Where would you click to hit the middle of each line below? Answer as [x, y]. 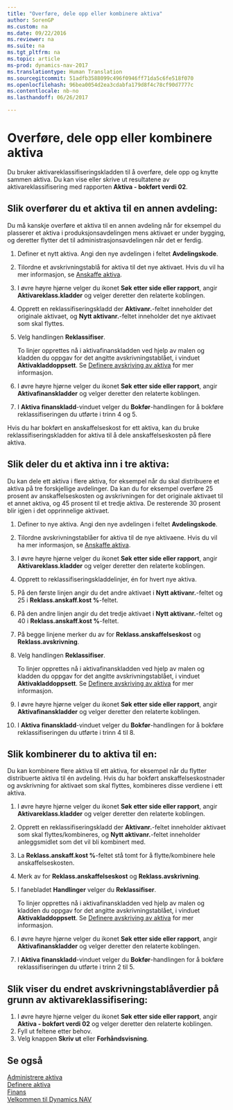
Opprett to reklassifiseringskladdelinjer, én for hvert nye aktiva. [107, 579]
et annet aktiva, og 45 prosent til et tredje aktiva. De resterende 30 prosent [114, 503]
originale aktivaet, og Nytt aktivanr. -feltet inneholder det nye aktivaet [116, 316]
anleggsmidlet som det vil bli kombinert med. [81, 842]
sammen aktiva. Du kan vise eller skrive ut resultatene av [88, 179]
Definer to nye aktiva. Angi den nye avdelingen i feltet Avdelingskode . [117, 524]
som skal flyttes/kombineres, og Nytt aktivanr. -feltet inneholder [109, 835]
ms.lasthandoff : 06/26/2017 [48, 98]
